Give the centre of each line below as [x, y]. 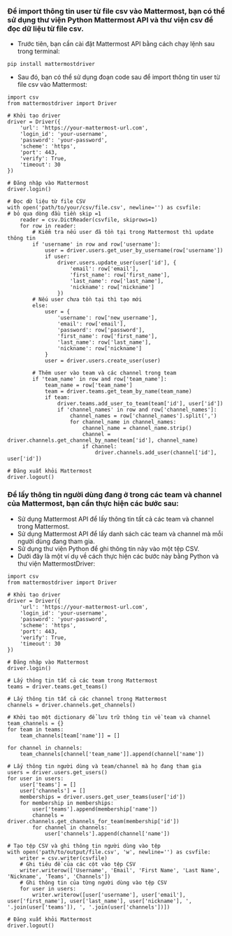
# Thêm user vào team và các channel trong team [104, 373]
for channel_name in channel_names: [123, 422]
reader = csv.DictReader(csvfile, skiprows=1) [89, 220]
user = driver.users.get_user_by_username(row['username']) [134, 251]
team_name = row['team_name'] [88, 385]
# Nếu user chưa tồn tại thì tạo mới [87, 300]
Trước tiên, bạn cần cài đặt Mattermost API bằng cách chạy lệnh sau [116, 44]
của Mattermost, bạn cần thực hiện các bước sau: [93, 503]
